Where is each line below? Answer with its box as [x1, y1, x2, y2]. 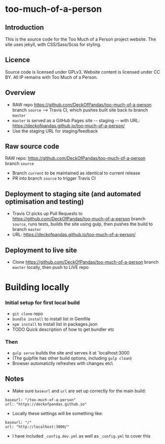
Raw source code [5, 142, 60, 151]
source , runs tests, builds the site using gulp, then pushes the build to [12, 221, 153, 227]
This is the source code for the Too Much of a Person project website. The [5, 36, 156, 42]
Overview [5, 89, 36, 97]
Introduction [5, 23, 44, 32]
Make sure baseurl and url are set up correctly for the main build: [12, 388, 146, 394]
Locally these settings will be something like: [12, 410, 103, 416]
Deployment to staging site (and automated [5, 189, 141, 198]
